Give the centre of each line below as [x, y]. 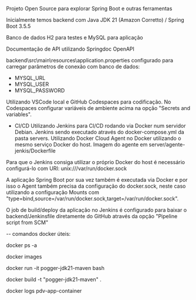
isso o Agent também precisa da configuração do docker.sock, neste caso [96, 186]
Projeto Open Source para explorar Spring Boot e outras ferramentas [89, 9]
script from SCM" [27, 222]
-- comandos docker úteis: [38, 234]
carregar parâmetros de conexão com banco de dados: [73, 66]
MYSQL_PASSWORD [40, 90]
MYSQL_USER [32, 84]
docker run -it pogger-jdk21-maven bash [55, 268]
